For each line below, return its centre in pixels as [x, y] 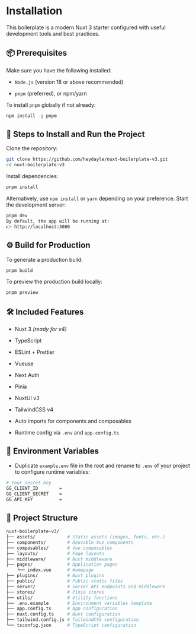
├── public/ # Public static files [65, 581]
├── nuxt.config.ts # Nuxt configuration [63, 614]
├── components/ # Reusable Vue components [70, 542]
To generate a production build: [44, 259]
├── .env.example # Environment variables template [79, 603]
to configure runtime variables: [52, 472]
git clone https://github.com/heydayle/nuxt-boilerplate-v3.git [87, 159]
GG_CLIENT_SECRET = [34, 494]
